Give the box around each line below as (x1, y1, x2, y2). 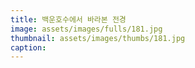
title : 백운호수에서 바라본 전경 (10, 14, 127, 25)
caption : (10, 42, 47, 53)
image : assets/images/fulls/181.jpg (10, 24, 163, 34)
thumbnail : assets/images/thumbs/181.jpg (10, 33, 186, 43)
